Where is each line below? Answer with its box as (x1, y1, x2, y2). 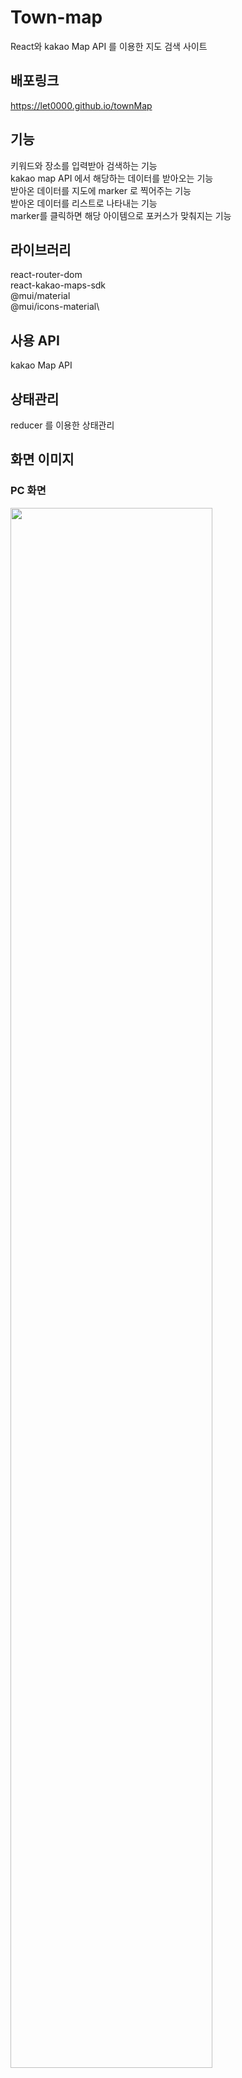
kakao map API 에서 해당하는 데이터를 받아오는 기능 (10, 172, 214, 184)
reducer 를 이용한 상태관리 (10, 419, 115, 431)
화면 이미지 (10, 451, 75, 468)
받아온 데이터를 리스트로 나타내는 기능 (10, 197, 158, 209)
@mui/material (10, 290, 71, 302)
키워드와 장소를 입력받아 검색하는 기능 (10, 159, 158, 171)
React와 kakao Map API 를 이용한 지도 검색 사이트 (10, 40, 208, 52)
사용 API (10, 332, 60, 349)
